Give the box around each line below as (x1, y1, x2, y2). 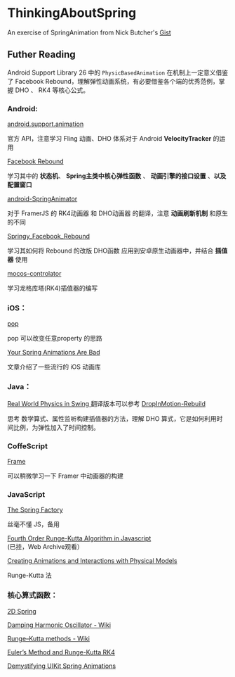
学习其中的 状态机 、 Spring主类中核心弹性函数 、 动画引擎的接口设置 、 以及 (7, 172, 227, 180)
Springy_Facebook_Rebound (7, 232, 90, 241)
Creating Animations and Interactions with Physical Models (7, 557, 177, 565)
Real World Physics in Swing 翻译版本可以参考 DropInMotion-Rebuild (7, 399, 206, 407)
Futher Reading (7, 49, 76, 61)
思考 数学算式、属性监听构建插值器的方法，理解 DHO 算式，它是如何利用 (7, 414, 217, 423)
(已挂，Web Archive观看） (7, 543, 83, 551)
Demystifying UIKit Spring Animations (7, 662, 116, 670)
